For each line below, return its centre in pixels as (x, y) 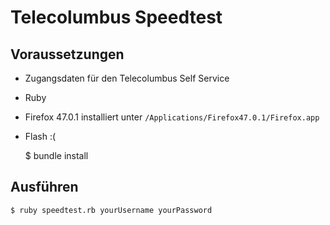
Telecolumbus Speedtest (116, 17)
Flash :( (40, 136)
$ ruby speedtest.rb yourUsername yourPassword (111, 210)
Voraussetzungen (67, 54)
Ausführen (44, 187)
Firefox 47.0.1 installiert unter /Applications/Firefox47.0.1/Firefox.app (172, 117)
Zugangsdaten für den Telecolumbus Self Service (127, 78)
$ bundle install (56, 155)
